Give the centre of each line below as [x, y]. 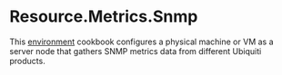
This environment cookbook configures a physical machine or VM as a [142, 42]
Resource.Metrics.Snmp [104, 17]
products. [27, 61]
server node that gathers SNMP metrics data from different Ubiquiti [136, 51]
